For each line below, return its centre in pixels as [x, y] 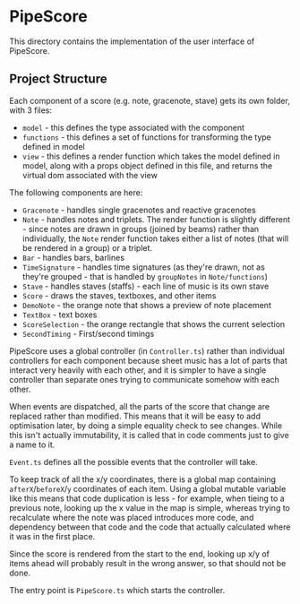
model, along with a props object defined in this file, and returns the [147, 165]
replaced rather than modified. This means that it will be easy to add [135, 416]
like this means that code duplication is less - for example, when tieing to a [147, 498]
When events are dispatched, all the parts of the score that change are [140, 406]
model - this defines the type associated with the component [133, 127]
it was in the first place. [52, 536]
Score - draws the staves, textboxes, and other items [119, 295]
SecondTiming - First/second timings [88, 333]
